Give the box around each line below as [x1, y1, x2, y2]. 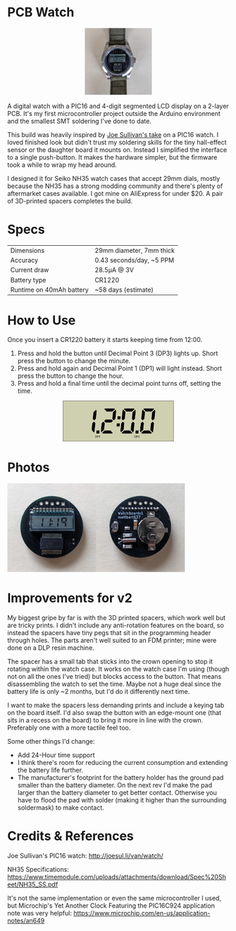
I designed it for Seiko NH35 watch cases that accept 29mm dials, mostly [7, 174, 221, 183]
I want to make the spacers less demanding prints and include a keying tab [7, 701, 225, 710]
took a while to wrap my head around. [7, 160, 118, 170]
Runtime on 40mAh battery [10, 285, 89, 294]
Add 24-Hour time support [17, 751, 95, 759]
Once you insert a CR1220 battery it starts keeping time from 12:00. [7, 336, 203, 344]
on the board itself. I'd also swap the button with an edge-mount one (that [7, 708, 222, 717]
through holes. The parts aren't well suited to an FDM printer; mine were [7, 636, 217, 645]
